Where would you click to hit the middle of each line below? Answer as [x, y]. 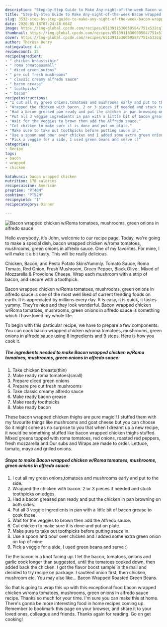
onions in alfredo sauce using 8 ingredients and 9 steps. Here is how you [80, 336]
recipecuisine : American [31, 186]
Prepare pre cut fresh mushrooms [47, 386]
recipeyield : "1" [23, 200]
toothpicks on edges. [34, 494]
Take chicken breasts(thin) [40, 370]
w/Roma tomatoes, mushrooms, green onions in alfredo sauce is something [83, 310]
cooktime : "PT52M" [24, 195]
